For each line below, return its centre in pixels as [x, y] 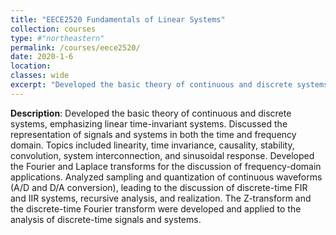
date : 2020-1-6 [42, 57]
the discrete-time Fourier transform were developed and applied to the [156, 208]
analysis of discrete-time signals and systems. [106, 219]
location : [31, 66]
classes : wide [40, 76]
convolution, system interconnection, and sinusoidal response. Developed [162, 155]
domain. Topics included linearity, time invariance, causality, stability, [152, 145]
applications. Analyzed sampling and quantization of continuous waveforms [166, 177]
